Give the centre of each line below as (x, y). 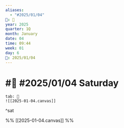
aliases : (15, 10)
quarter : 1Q (18, 29)
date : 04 (15, 39)
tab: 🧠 (12, 97)
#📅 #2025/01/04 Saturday (62, 83)
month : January (22, 34)
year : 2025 (17, 24)
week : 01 (15, 48)
